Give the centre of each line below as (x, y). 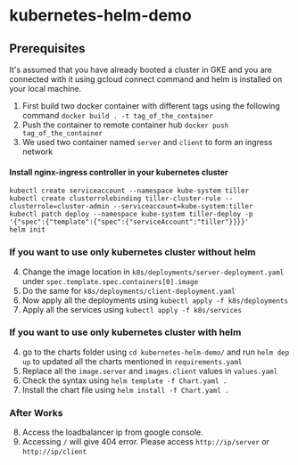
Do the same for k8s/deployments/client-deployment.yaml (129, 290)
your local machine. (46, 89)
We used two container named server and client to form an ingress (147, 142)
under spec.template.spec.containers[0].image (110, 281)
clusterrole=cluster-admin (59, 207)
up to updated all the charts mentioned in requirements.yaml (132, 361)
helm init (28, 230)
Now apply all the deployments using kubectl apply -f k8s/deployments (155, 300)
